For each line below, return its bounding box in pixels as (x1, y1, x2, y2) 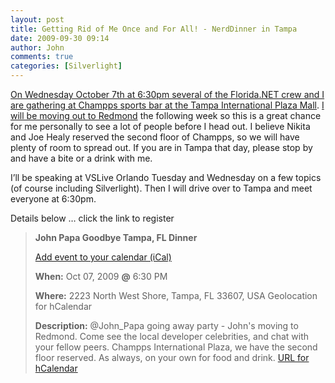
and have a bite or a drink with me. (10, 152, 153, 164)
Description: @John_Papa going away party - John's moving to (34, 320, 299, 331)
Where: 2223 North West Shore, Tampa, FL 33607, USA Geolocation (34, 290, 318, 301)
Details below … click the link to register (10, 212, 175, 224)
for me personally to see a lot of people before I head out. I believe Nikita (10, 121, 311, 132)
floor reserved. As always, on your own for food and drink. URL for (34, 352, 310, 363)
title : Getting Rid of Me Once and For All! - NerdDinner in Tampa (10, 24, 298, 34)
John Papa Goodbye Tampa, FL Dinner (34, 232, 198, 243)
